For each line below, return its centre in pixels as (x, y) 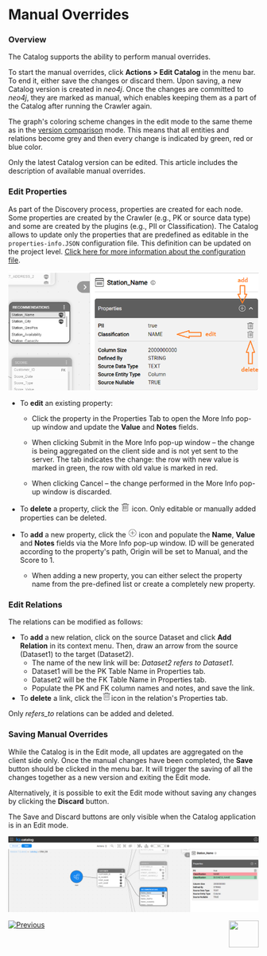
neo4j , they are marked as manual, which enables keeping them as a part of (132, 98)
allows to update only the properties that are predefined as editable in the (128, 234)
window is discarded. (77, 492)
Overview (27, 40)
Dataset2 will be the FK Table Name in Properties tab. (119, 680)
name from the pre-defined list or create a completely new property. (143, 584)
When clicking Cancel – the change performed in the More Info (135, 483)
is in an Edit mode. (39, 825)
